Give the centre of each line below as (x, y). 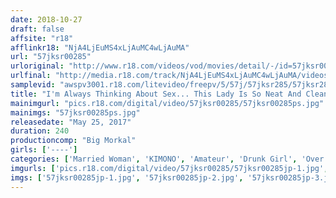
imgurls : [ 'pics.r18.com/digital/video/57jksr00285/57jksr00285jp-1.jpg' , (169, 168)
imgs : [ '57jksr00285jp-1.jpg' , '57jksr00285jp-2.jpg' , (127, 177)
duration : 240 (40, 131)
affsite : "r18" (42, 38)
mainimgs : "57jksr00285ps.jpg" (75, 112)
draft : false (37, 29)
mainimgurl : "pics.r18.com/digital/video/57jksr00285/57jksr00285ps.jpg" (167, 103)
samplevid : (33, 85)
